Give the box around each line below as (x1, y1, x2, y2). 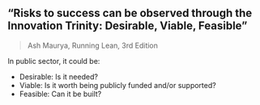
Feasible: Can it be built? (19, 89, 102, 99)
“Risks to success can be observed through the (7, 6, 253, 20)
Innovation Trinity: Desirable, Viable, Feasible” (7, 19, 248, 33)
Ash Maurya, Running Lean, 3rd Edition (27, 40, 159, 50)
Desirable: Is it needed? (19, 72, 99, 82)
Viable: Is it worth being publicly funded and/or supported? (19, 80, 216, 90)
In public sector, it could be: (7, 56, 100, 65)
